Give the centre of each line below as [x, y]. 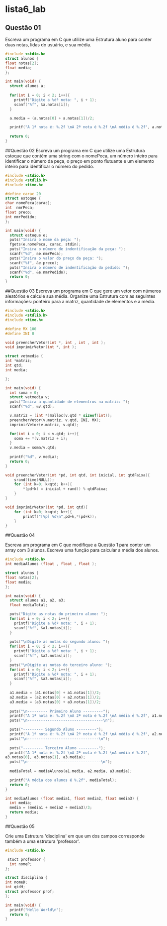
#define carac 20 [23, 194]
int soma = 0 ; [24, 393]
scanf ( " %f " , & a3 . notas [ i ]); [43, 679]
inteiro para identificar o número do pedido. [50, 166]
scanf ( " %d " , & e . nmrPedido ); [39, 272]
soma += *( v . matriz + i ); [41, 438]
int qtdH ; [15, 887]
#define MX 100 [21, 329]
